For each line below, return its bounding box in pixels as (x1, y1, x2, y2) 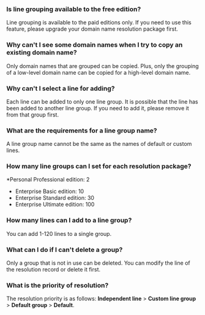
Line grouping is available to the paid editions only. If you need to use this (6, 19, 192, 26)
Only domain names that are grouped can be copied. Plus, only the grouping (6, 62, 199, 69)
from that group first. (6, 111, 59, 118)
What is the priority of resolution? (6, 281, 109, 289)
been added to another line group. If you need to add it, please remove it (6, 104, 190, 112)
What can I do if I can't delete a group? (6, 245, 123, 254)
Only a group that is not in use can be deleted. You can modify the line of (6, 259, 191, 267)
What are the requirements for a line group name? (6, 126, 157, 135)
